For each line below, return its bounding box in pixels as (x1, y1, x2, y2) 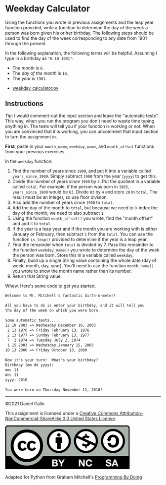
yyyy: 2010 (5, 377, 28, 382)
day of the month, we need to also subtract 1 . (12, 210, 105, 216)
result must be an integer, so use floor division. (12, 194, 108, 200)
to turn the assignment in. (5, 133, 58, 139)
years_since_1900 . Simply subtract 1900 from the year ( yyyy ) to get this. (12, 173, 157, 179)
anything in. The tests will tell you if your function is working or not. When (5, 123, 155, 129)
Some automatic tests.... (5, 318, 58, 323)
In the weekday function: (5, 158, 53, 164)
